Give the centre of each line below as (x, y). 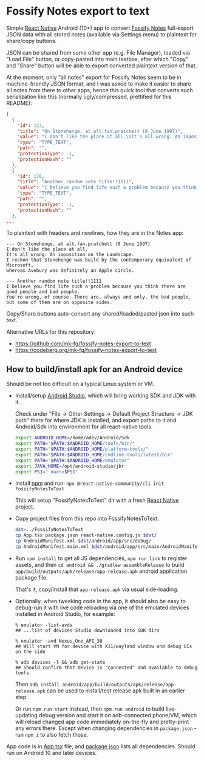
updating (26, 715)
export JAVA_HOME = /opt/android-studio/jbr (70, 466)
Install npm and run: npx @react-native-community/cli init (90, 483)
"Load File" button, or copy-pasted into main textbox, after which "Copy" (97, 59)
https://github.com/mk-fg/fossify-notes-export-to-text (83, 343)
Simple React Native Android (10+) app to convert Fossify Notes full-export (100, 28)
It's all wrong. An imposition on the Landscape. (70, 255)
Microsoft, (20, 265)
